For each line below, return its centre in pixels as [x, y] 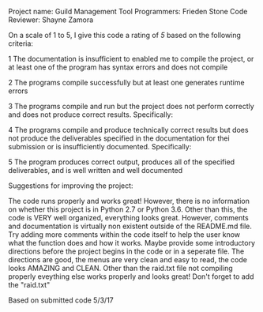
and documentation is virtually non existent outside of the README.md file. [130, 226]
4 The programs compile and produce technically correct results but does [128, 130]
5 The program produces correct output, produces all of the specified [122, 162]
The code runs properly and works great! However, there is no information [129, 201]
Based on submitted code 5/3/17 [61, 300]
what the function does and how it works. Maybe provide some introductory [131, 243]
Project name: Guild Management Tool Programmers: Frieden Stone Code [128, 11]
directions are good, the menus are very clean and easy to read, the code [128, 259]
